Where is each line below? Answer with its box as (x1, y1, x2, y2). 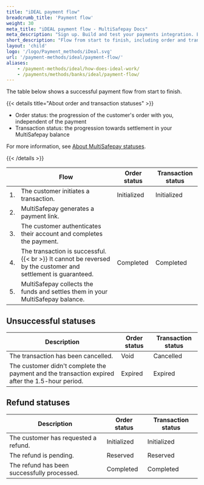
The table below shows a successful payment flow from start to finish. (6, 88, 182, 95)
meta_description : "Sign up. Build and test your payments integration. (6, 32, 194, 38)
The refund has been (9, 461, 69, 469)
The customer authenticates (21, 222, 101, 230)
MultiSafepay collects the (21, 280, 93, 288)
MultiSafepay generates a (21, 205, 94, 213)
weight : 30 (6, 20, 34, 26)
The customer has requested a (9, 433, 97, 442)
